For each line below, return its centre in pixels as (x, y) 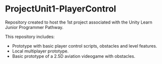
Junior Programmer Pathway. (34, 27)
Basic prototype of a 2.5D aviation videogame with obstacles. (73, 56)
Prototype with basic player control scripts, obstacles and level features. (84, 46)
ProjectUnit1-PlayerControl (61, 9)
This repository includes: (30, 37)
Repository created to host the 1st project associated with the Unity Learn (79, 22)
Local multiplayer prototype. (40, 51)
